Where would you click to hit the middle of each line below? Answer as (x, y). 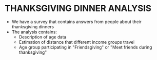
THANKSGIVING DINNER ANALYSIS (78, 8)
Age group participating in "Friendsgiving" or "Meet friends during (85, 47)
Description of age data (43, 37)
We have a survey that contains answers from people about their (77, 22)
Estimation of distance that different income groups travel (77, 42)
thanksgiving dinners (33, 26)
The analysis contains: (34, 32)
